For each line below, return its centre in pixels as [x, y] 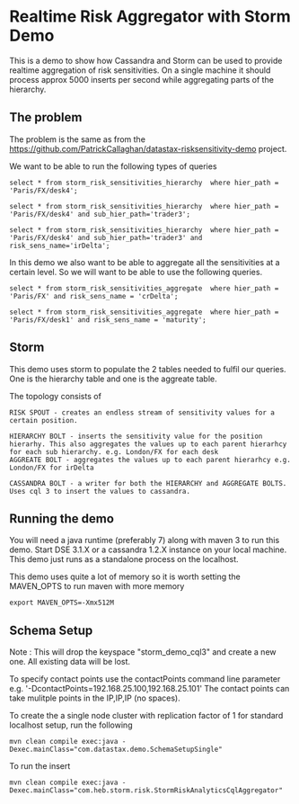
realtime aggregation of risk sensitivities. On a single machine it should [140, 70]
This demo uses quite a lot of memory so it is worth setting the [125, 576]
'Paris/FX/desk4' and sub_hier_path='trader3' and [106, 237]
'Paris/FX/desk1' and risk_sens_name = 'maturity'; [108, 320]
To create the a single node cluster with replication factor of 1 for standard [146, 716]
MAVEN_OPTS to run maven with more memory [97, 586]
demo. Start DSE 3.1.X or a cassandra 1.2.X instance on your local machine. [148, 549]
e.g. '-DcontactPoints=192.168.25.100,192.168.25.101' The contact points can [149, 689]
